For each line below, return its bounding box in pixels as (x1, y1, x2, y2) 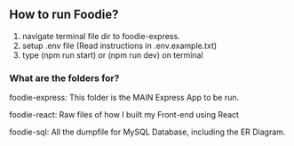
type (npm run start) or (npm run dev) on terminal (21, 49, 203, 61)
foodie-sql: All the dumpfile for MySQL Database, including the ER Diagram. (9, 126, 286, 137)
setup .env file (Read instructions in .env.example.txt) (21, 40, 218, 51)
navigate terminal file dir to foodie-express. (21, 30, 180, 41)
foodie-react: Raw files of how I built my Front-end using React (9, 109, 240, 120)
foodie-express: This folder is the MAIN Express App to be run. (9, 93, 240, 103)
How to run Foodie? (9, 7, 119, 22)
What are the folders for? (9, 71, 120, 84)
